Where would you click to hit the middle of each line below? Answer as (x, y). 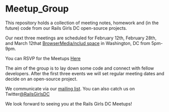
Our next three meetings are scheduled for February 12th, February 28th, (81, 38)
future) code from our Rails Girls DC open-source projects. (66, 28)
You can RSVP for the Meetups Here (43, 58)
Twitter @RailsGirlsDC (27, 94)
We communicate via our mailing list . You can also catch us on (70, 88)
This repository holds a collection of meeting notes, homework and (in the (82, 23)
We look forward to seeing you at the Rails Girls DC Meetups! (69, 103)
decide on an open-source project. (41, 79)
